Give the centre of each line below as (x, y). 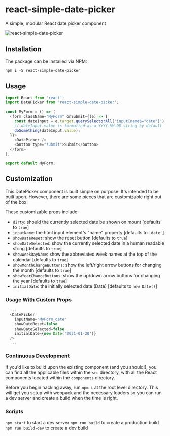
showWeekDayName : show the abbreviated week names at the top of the (85, 254)
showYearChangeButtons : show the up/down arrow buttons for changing (86, 275)
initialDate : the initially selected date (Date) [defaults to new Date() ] (85, 286)
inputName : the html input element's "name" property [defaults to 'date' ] (88, 232)
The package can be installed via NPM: (46, 61)
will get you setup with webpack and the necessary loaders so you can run (83, 393)
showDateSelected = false (40, 329)
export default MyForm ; (30, 163)
